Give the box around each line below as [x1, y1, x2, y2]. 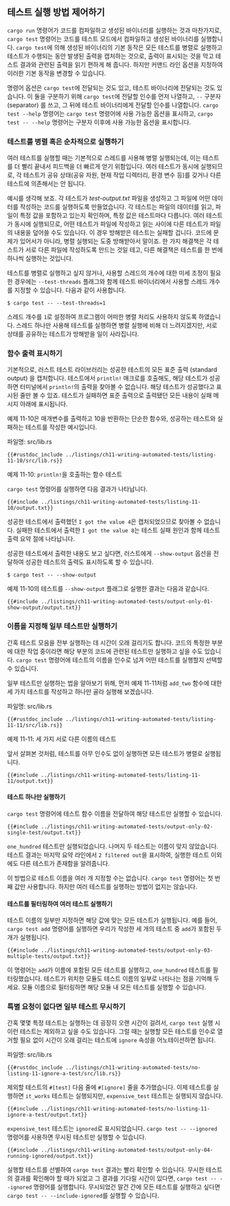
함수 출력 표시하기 [7, 349, 63, 359]
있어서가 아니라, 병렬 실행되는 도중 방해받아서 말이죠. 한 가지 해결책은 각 [19, 237, 212, 245]
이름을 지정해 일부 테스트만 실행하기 [7, 621, 118, 631]
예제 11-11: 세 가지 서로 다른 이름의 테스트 [7, 735, 117, 743]
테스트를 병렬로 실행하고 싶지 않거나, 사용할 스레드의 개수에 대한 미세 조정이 [7, 269, 209, 277]
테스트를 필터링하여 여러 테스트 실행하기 [7, 900, 113, 908]
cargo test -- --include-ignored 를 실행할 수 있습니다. [7, 1192, 159, 1200]
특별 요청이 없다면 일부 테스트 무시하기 [7, 1002, 126, 1012]
